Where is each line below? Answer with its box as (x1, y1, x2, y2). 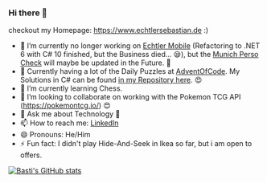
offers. (19, 150, 43, 160)
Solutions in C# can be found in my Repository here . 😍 (19, 75, 203, 85)
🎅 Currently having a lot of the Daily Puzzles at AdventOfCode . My (19, 67, 240, 76)
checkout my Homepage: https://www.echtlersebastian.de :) (8, 26, 209, 35)
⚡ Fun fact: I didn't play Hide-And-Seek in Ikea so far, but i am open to (19, 139, 253, 148)
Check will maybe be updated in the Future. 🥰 (19, 58, 171, 67)
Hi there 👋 (8, 7, 48, 18)
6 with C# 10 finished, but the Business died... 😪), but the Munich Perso (19, 50, 259, 59)
